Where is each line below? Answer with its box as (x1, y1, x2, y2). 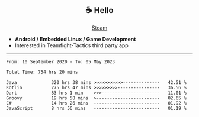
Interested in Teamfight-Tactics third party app (14, 41, 129, 49)
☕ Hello (85, 5, 114, 15)
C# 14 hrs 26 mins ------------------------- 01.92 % (6, 100, 187, 106)
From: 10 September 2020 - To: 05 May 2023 (6, 58, 115, 64)
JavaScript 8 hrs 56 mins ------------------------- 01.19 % (6, 105, 187, 111)
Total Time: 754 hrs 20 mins (6, 69, 78, 75)
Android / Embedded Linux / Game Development (14, 35, 136, 43)
